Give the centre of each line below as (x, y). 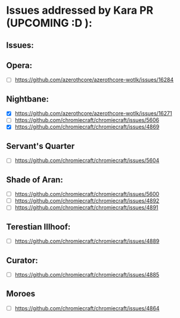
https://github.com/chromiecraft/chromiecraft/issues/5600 (87, 194)
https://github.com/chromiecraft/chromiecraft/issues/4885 (87, 275)
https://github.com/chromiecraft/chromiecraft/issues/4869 (87, 127)
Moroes (21, 294)
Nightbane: (28, 99)
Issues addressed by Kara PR (80, 10)
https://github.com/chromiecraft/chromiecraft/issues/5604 (87, 160)
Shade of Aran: (35, 180)
